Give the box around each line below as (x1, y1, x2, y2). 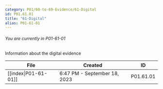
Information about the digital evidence (5, 50, 81, 56)
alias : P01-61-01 (5, 20, 40, 26)
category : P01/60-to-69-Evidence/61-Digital (5, 7, 97, 12)
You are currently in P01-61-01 (5, 35, 65, 41)
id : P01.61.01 (5, 12, 34, 16)
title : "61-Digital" (5, 16, 47, 21)
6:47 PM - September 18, (59, 70, 119, 77)
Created (83, 62, 103, 69)
